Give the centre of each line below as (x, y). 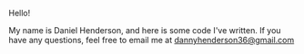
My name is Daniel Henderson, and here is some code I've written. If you (145, 30)
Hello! (20, 13)
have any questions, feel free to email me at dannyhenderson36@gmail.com (152, 40)
